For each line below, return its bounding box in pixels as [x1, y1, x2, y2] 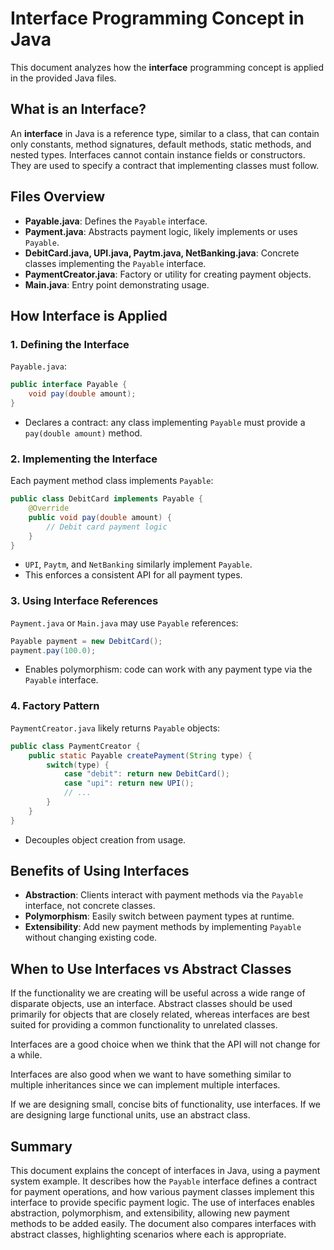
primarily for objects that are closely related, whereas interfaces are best [10, 1008, 310, 1021]
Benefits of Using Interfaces [10, 863, 190, 880]
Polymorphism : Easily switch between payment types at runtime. [24, 910, 295, 922]
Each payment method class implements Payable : [10, 475, 214, 487]
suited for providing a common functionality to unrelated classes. [10, 1019, 278, 1031]
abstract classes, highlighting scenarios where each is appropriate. [10, 1228, 287, 1241]
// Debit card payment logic [46, 522, 168, 532]
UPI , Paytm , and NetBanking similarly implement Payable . [24, 558, 253, 571]
